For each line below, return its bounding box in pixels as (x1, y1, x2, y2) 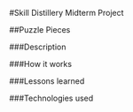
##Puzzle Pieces (9, 25, 71, 34)
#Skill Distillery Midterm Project (9, 8, 124, 18)
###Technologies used (9, 93, 94, 103)
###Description (9, 41, 66, 52)
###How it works (9, 59, 73, 69)
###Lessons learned (9, 76, 85, 86)
